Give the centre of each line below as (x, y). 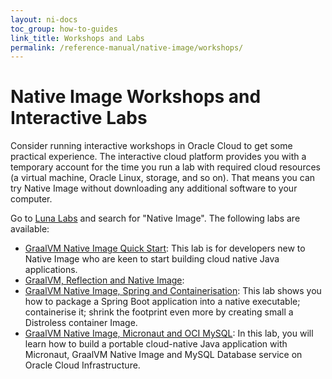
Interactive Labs (79, 118)
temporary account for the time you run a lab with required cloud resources (165, 167)
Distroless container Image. (81, 323)
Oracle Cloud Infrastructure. (82, 365)
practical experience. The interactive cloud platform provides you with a (158, 157)
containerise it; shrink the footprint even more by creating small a (159, 312)
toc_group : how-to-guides (64, 29)
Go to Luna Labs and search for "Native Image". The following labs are (155, 218)
